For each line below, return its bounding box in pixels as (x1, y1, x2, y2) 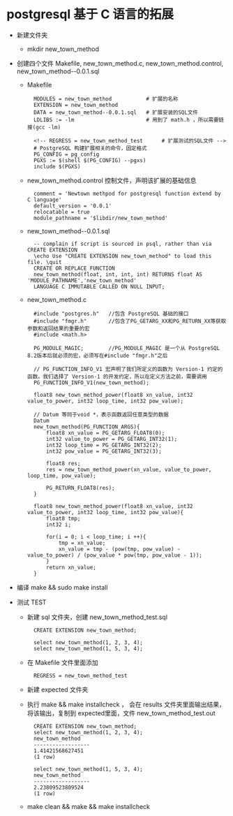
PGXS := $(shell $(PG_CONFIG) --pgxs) (33, 156, 146, 164)
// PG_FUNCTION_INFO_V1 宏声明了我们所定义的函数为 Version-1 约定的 (33, 365, 223, 372)
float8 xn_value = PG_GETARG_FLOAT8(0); (45, 429, 165, 437)
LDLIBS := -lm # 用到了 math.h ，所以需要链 (33, 116, 225, 123)
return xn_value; (45, 564, 97, 571)
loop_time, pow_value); (27, 472, 97, 479)
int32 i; (45, 521, 71, 528)
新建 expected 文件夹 (27, 685, 89, 694)
